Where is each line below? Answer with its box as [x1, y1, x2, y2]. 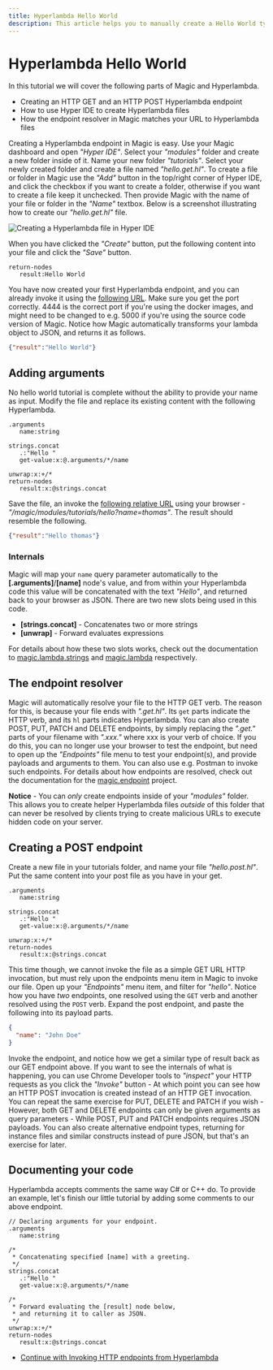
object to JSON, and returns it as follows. [8, 328, 146, 338]
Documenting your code [8, 1163, 134, 1177]
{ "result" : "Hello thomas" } [8, 532, 100, 540]
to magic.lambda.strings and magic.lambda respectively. [8, 653, 197, 663]
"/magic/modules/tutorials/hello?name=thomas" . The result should [8, 508, 233, 517]
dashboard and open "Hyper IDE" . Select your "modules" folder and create [8, 147, 260, 157]
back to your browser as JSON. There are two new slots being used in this [8, 595, 258, 605]
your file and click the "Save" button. [8, 248, 132, 257]
